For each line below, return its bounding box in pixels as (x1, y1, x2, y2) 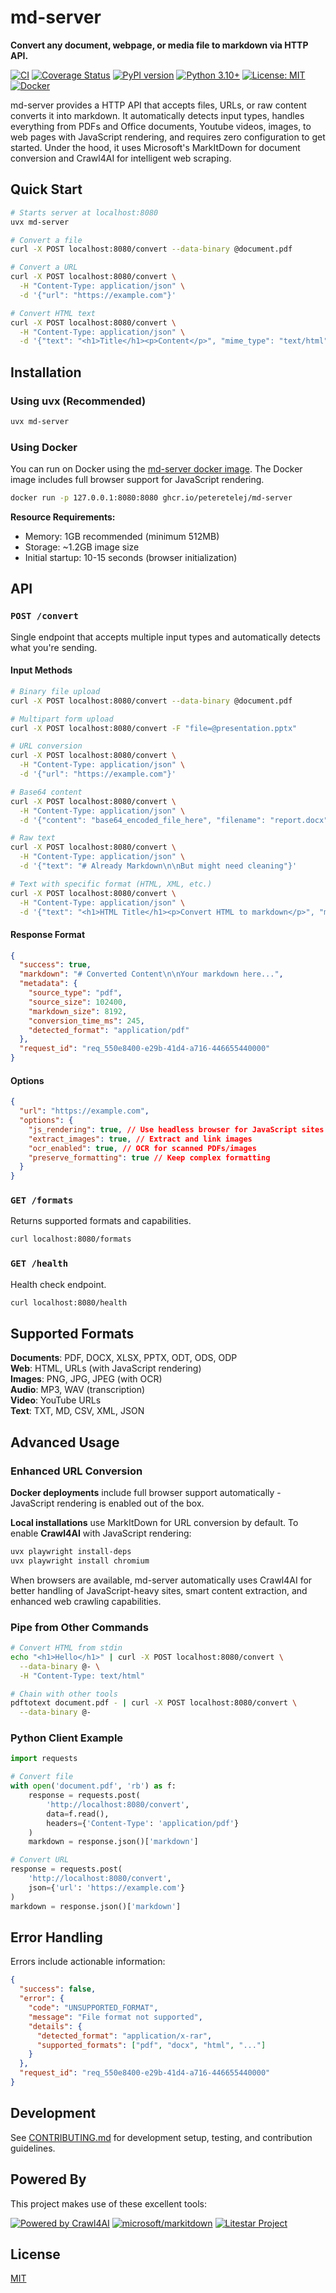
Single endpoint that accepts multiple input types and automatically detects (10, 631, 321, 643)
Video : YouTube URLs (10, 1394, 102, 1406)
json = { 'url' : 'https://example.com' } (28, 1882, 186, 1893)
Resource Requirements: (10, 511, 116, 523)
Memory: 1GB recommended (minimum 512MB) (24, 530, 220, 542)
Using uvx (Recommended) (10, 394, 147, 408)
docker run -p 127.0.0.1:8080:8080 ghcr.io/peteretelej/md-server (10, 493, 293, 503)
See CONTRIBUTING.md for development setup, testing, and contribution (10, 2131, 313, 2143)
